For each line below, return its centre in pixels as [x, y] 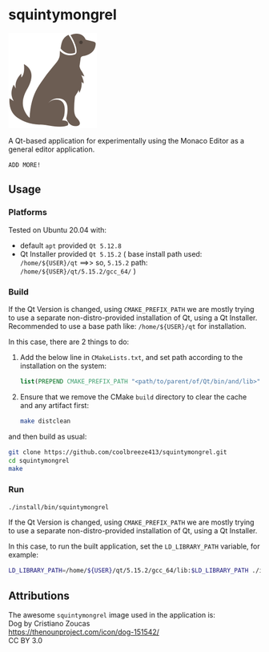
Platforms [28, 213]
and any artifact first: [54, 405]
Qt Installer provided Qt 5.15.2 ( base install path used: [111, 253]
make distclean [45, 421]
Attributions [39, 595]
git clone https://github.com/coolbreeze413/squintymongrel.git [118, 452]
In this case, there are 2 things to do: [69, 342]
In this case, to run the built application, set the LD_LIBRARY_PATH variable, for [134, 546]
